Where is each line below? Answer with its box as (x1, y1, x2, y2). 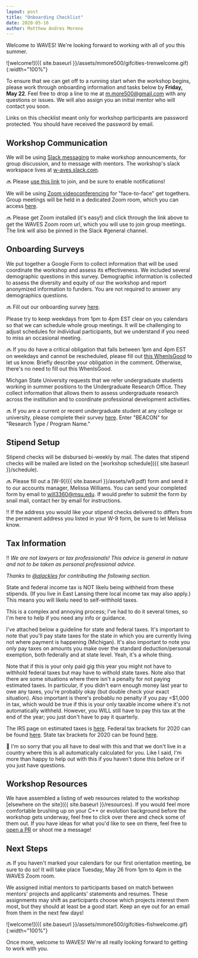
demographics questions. (6, 291, 69, 298)
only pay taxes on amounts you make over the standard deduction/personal (6, 645, 191, 652)
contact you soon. (6, 102, 50, 110)
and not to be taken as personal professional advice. (6, 561, 136, 568)
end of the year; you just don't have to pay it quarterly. (6, 713, 139, 720)
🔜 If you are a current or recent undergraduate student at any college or (6, 407, 183, 414)
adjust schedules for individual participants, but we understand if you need (6, 328, 189, 335)
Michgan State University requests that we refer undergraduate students (6, 377, 184, 384)
